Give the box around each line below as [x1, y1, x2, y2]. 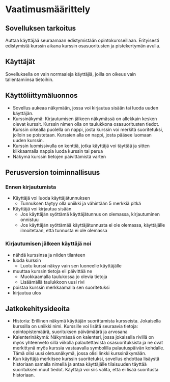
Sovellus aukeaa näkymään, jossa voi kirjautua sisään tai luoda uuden [12, 104, 159, 111]
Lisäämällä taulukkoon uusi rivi [20, 279, 85, 285]
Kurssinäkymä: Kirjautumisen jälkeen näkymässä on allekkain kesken [12, 116, 157, 122]
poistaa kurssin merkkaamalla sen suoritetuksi [12, 284, 110, 290]
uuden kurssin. [12, 137, 44, 143]
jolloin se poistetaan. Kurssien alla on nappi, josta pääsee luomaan [12, 131, 152, 138]
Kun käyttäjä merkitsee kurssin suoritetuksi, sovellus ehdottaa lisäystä [12, 356, 159, 362]
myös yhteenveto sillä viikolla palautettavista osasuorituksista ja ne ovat [12, 340, 163, 346]
